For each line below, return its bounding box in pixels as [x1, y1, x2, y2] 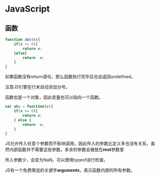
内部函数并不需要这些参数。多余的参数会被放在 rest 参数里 [9, 147, 124, 153]
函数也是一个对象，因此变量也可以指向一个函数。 [5, 94, 103, 100]
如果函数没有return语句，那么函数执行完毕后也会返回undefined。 [5, 74, 136, 80]
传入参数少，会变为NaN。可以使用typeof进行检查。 [5, 157, 108, 163]
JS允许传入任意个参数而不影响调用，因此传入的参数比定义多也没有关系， [5, 141, 151, 146]
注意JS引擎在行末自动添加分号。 [5, 84, 70, 90]
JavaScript [5, 3, 50, 15]
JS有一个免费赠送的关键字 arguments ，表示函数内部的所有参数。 [5, 167, 135, 173]
